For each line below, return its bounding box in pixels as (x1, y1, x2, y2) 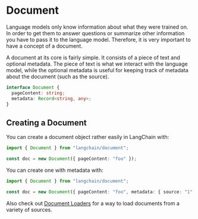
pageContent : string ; (11, 90, 65, 96)
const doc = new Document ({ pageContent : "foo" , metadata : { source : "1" (6, 189, 193, 195)
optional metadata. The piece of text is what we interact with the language (6, 60, 188, 67)
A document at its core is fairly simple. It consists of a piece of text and (6, 54, 180, 61)
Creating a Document (6, 118, 87, 128)
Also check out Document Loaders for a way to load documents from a (6, 199, 180, 206)
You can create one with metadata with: (6, 166, 103, 174)
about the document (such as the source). (6, 73, 109, 80)
